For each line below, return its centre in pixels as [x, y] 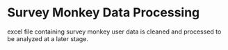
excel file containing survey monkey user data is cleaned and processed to [114, 32]
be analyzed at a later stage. [48, 38]
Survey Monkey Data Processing [104, 13]
